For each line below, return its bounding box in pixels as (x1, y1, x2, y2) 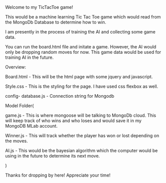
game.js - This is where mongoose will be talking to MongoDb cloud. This (5, 112, 156, 118)
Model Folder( (5, 103, 34, 109)
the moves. (5, 138, 28, 144)
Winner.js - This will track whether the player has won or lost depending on (5, 133, 160, 139)
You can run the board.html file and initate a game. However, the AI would (5, 44, 157, 49)
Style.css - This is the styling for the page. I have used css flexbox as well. (5, 83, 159, 89)
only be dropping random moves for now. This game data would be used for (5, 49, 162, 55)
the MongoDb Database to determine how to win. (5, 19, 106, 25)
